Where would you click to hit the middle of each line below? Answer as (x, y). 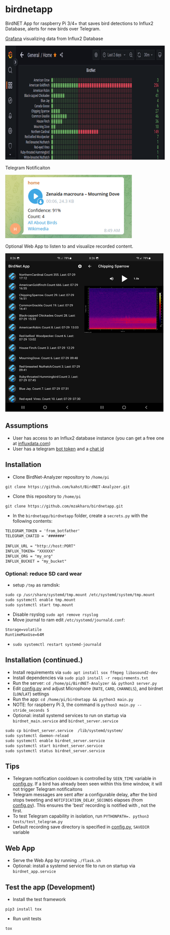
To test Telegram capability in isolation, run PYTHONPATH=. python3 (81, 816)
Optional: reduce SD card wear (44, 574)
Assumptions (27, 426)
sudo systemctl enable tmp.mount (40, 600)
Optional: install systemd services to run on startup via (69, 715)
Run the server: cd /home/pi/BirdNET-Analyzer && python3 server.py (85, 683)
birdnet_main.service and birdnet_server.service (66, 721)
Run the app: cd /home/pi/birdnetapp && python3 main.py (73, 699)
